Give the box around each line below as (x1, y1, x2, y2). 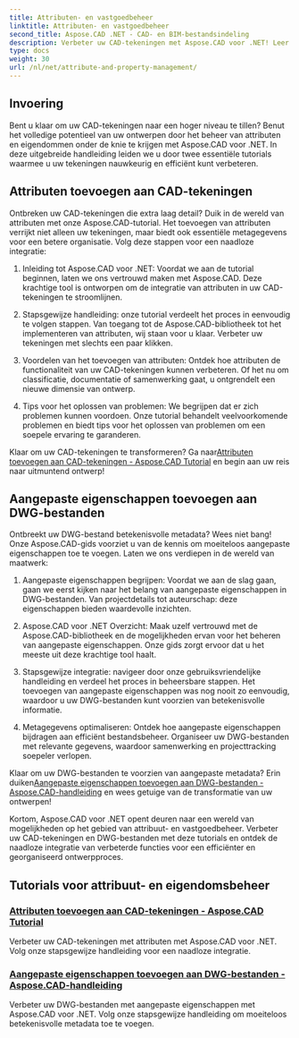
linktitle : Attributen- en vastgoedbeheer (9, 21, 170, 30)
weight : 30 (9, 55, 50, 64)
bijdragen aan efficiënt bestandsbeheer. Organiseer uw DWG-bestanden (21, 731, 290, 743)
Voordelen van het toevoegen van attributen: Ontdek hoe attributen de (21, 354, 281, 365)
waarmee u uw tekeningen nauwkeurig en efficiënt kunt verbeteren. (9, 157, 259, 168)
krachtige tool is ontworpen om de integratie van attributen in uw (21, 282, 262, 293)
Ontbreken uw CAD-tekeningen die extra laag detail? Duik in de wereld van (9, 208, 285, 218)
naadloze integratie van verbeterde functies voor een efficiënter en (9, 842, 256, 853)
